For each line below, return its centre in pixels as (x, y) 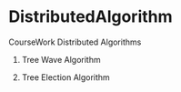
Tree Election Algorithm (65, 77)
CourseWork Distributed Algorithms (75, 42)
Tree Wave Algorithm (61, 59)
